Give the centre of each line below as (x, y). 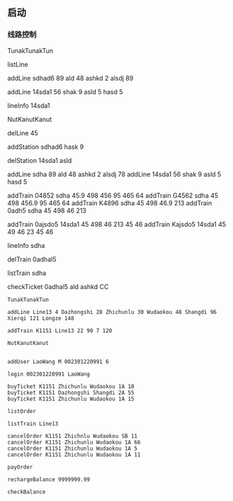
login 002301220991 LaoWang (49, 374)
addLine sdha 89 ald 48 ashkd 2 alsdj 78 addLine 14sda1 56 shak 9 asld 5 (114, 174)
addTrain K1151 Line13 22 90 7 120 (60, 331)
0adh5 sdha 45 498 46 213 (47, 210)
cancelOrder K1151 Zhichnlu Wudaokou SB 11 (73, 436)
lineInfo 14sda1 (29, 106)
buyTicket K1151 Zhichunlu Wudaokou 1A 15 (71, 399)
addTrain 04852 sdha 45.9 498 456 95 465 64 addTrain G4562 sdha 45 (113, 195)
